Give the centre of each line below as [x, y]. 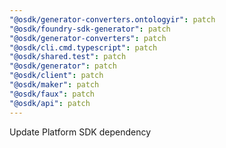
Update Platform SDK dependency [80, 132]
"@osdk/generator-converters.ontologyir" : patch [112, 19]
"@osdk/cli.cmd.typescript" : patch [83, 47]
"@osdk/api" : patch [50, 103]
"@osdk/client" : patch [56, 76]
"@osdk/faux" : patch [52, 94]
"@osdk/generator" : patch [63, 66]
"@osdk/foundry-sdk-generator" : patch [90, 29]
